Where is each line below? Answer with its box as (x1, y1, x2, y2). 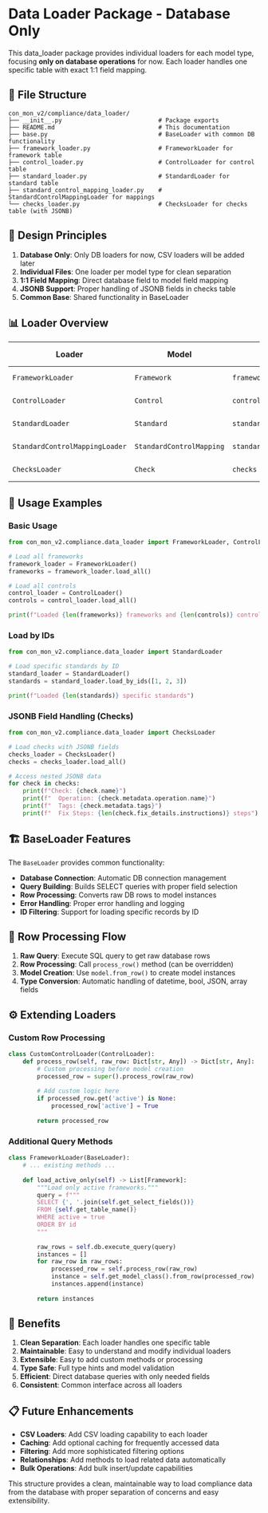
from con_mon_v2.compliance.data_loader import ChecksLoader (8, 729, 216, 737)
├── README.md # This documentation (8, 123, 230, 132)
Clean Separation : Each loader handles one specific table (19, 1338, 211, 1348)
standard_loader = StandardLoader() (8, 670, 130, 678)
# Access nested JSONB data (8, 772, 102, 780)
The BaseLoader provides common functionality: (8, 857, 165, 867)
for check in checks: (8, 779, 81, 788)
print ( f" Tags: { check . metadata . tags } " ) (22, 802, 162, 810)
